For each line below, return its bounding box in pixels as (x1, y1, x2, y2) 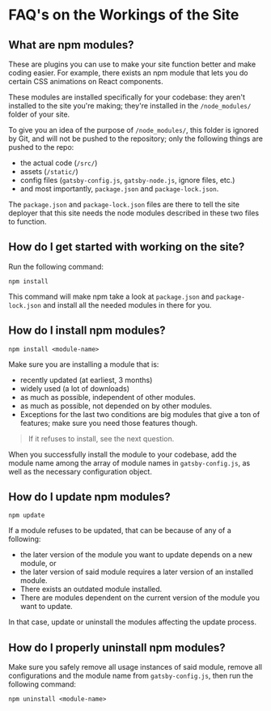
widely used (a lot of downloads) (19, 383, 129, 394)
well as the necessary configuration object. (8, 466, 152, 476)
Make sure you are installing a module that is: (8, 359, 159, 369)
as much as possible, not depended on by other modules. (19, 401, 213, 411)
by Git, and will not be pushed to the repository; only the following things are (8, 134, 263, 143)
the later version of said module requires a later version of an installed (19, 567, 253, 577)
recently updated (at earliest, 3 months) (19, 375, 153, 385)
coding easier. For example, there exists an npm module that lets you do (8, 68, 248, 78)
